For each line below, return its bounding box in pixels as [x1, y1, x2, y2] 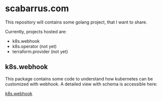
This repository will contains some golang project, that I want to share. [5, 19, 147, 25]
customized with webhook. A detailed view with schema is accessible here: [5, 81, 158, 87]
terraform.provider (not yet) [12, 49, 68, 54]
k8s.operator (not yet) [12, 43, 57, 49]
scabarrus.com [5, 3, 69, 14]
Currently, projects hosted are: [5, 28, 67, 34]
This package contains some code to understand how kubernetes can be [5, 76, 153, 81]
